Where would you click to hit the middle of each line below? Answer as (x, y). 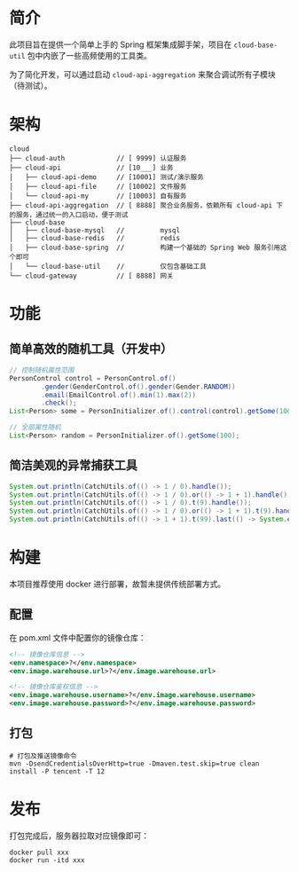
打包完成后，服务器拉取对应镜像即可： (79, 836)
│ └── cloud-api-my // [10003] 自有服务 (98, 196)
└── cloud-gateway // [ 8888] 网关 (91, 276)
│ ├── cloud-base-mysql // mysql (94, 230)
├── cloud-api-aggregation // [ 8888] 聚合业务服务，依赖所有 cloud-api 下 (146, 205)
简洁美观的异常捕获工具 (73, 465)
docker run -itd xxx (47, 860)
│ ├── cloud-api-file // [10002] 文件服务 (98, 186)
